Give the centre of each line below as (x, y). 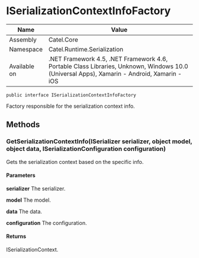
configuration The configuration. (46, 222)
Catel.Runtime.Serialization (86, 49)
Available (22, 66)
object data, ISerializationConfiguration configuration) (86, 149)
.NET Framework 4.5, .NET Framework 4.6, (108, 59)
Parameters (21, 175)
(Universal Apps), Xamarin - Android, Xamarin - (115, 73)
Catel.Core (63, 40)
